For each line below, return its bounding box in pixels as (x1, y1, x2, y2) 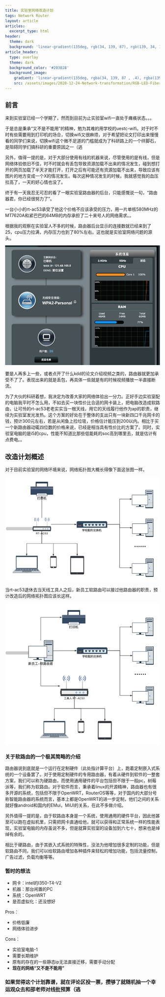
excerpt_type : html (9, 29, 50, 34)
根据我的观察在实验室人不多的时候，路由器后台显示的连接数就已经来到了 (5, 222, 151, 229)
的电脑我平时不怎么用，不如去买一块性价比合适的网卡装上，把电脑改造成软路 (5, 400, 160, 406)
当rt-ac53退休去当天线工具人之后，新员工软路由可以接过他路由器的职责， (5, 587, 154, 593)
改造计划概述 (5, 452, 44, 461)
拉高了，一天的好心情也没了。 (5, 179, 65, 185)
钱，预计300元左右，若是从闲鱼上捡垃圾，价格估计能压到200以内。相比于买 (5, 418, 159, 424)
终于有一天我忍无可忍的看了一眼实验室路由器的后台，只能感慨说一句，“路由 (5, 189, 158, 195)
